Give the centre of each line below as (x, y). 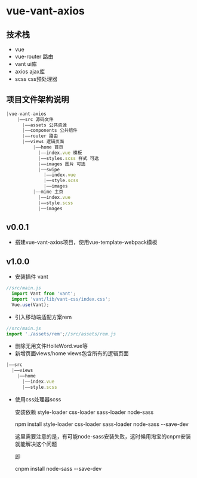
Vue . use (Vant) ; (30, 305)
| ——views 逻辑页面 (43, 142)
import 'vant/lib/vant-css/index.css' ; (61, 299)
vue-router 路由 (34, 56)
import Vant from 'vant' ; (44, 294)
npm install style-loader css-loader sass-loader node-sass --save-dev (102, 424)
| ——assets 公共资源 (44, 125)
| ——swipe (49, 170)
